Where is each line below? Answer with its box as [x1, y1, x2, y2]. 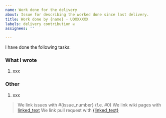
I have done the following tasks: [5, 44, 71, 50]
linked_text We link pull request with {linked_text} [17, 107, 119, 113]
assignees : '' [5, 26, 35, 31]
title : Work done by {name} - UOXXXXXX [5, 17, 89, 22]
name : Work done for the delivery [5, 7, 78, 13]
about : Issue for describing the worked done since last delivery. [5, 12, 149, 17]
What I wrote [5, 57, 37, 64]
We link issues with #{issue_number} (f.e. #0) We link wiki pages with [17, 101, 161, 108]
